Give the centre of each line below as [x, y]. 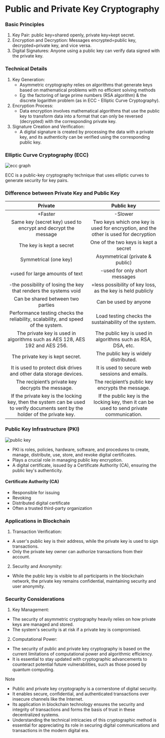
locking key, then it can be [124, 402]
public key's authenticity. [37, 470]
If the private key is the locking [46, 396]
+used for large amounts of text [46, 274]
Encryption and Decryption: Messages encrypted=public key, [74, 40]
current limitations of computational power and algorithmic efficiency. [82, 654]
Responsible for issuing [36, 492]
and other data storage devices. [46, 374]
